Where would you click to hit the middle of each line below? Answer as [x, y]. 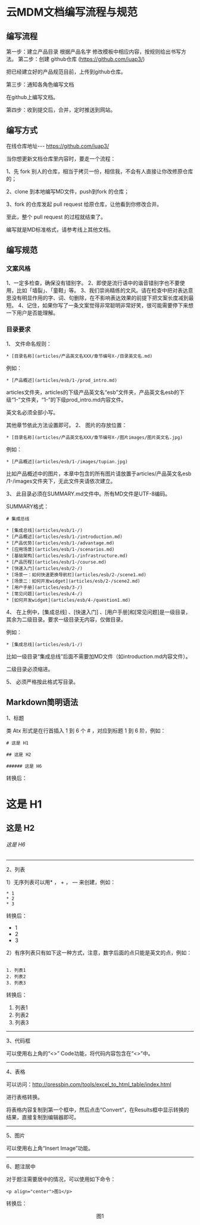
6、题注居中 [21, 1166]
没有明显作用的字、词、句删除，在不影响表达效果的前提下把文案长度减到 [100, 298]
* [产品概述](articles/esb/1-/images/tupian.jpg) [67, 461]
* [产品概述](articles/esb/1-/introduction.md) [65, 537]
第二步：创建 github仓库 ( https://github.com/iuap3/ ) [81, 59]
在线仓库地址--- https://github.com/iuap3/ [58, 146]
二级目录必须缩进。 [30, 669]
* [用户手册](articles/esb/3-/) [45, 587]
